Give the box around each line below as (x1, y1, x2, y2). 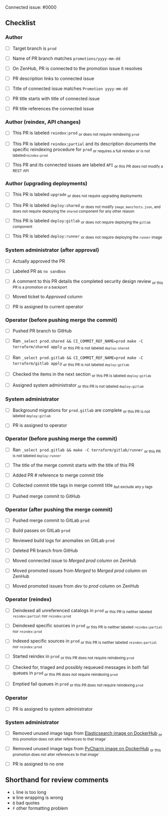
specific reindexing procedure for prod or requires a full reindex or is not (12, 147, 150, 154)
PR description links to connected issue (12, 75, 94, 81)
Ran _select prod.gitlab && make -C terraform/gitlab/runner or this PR (12, 446, 161, 454)
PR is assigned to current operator (12, 303, 84, 309)
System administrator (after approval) (5, 247, 99, 254)
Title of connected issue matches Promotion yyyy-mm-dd (12, 85, 128, 91)
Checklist (5, 19, 36, 27)
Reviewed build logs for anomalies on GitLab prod (12, 537, 115, 544)
